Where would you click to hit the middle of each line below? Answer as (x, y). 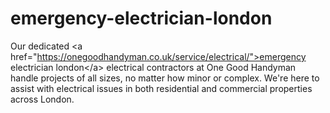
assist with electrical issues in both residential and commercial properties (161, 88)
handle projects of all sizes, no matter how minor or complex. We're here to (165, 78)
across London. (42, 99)
